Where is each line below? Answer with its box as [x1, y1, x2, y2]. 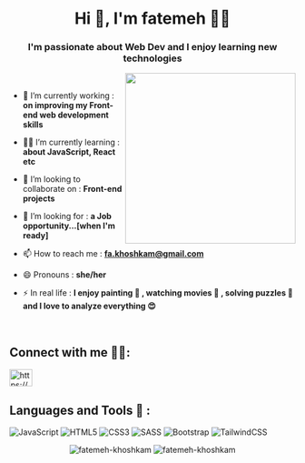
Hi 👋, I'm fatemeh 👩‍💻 [74, 8, 231, 29]
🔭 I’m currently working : [22, 90, 115, 101]
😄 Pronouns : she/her [22, 269, 107, 280]
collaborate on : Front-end [22, 184, 123, 195]
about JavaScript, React [22, 146, 116, 157]
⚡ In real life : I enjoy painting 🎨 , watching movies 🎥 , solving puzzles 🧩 [22, 287, 293, 298]
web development [39, 109, 109, 121]
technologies [123, 52, 182, 65]
